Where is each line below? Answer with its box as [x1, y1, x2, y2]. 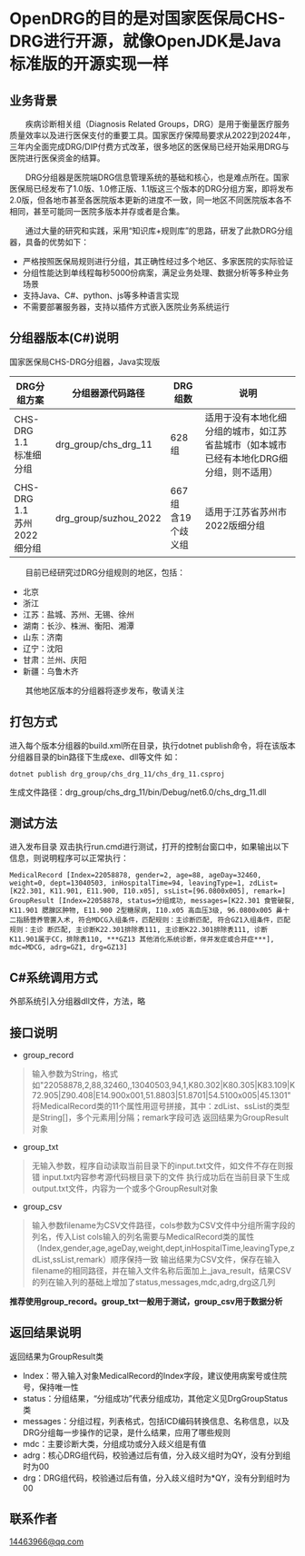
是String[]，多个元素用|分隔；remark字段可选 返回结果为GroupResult [31, 1112, 289, 1123]
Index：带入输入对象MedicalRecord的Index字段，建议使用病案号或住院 [22, 1370, 288, 1381]
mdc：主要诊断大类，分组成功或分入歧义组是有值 [22, 1438, 207, 1449]
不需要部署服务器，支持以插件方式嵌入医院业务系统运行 [22, 302, 230, 312]
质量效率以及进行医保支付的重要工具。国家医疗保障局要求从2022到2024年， [9, 130, 296, 141]
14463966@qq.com [9, 1536, 84, 1547]
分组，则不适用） [204, 465, 279, 478]
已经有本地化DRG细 [204, 451, 289, 464]
